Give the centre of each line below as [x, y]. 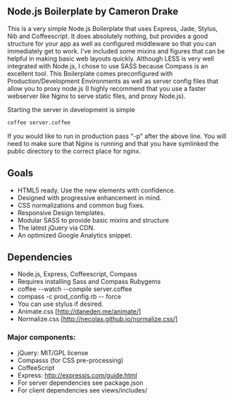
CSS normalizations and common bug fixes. [81, 205]
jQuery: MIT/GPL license [53, 352]
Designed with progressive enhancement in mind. [89, 197]
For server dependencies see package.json [80, 383]
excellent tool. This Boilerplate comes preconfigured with [90, 73]
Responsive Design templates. [61, 212]
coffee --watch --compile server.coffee [75, 289]
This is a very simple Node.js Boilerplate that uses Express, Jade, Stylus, [113, 28]
